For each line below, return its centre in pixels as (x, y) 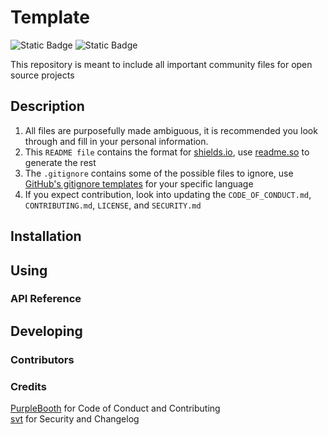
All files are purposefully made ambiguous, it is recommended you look (171, 130)
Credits (28, 386)
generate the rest (60, 162)
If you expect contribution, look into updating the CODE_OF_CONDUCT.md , (168, 194)
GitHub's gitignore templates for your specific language (139, 183)
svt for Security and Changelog (75, 419)
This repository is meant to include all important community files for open (161, 64)
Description (47, 106)
